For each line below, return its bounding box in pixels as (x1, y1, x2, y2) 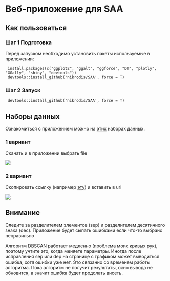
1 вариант (5, 138, 31, 145)
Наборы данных (5, 112, 60, 121)
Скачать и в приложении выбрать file (5, 150, 88, 156)
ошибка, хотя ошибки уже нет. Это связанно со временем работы (5, 259, 151, 265)
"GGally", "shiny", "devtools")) (5, 70, 77, 75)
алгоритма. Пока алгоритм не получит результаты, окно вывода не (5, 265, 153, 271)
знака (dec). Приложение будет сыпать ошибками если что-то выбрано (5, 227, 163, 233)
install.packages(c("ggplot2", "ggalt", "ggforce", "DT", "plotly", (7, 66, 157, 71)
